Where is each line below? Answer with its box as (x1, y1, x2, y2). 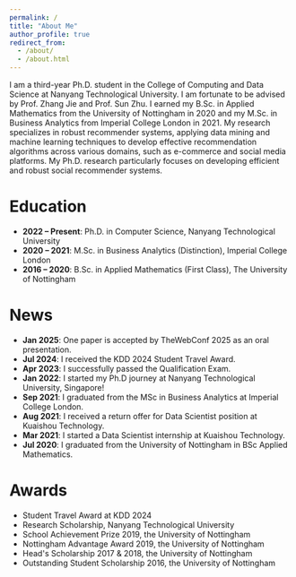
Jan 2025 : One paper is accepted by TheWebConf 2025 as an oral (22, 334, 269, 345)
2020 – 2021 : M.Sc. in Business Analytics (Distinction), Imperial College (22, 245, 288, 255)
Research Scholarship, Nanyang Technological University (22, 519, 235, 530)
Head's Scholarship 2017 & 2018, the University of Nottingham (22, 547, 253, 558)
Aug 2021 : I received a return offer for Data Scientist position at (22, 410, 257, 421)
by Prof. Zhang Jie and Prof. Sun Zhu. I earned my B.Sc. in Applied (9, 99, 255, 108)
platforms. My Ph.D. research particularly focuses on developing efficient (9, 156, 280, 166)
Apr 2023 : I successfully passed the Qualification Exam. (22, 363, 231, 374)
